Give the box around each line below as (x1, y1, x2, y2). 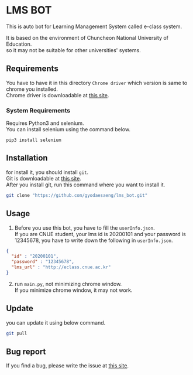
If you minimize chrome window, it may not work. (14, 287, 133, 294)
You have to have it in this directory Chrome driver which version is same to (6, 79, 188, 86)
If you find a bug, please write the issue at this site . (6, 362, 129, 369)
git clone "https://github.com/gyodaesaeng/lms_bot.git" (6, 192, 148, 198)
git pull (6, 330, 27, 336)
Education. (6, 40, 32, 47)
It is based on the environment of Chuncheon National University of (6, 34, 168, 41)
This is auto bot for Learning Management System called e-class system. (6, 23, 182, 30)
